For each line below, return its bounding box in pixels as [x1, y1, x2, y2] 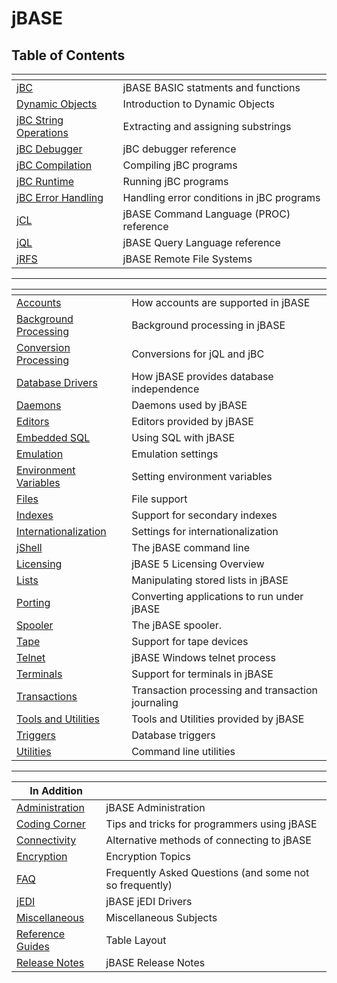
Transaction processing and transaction [131, 683, 318, 697]
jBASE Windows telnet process [131, 651, 276, 664]
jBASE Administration [105, 801, 206, 814]
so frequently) [105, 878, 173, 892]
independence [131, 382, 200, 396]
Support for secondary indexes [131, 508, 278, 522]
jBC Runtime [16, 175, 74, 188]
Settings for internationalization [131, 525, 279, 538]
